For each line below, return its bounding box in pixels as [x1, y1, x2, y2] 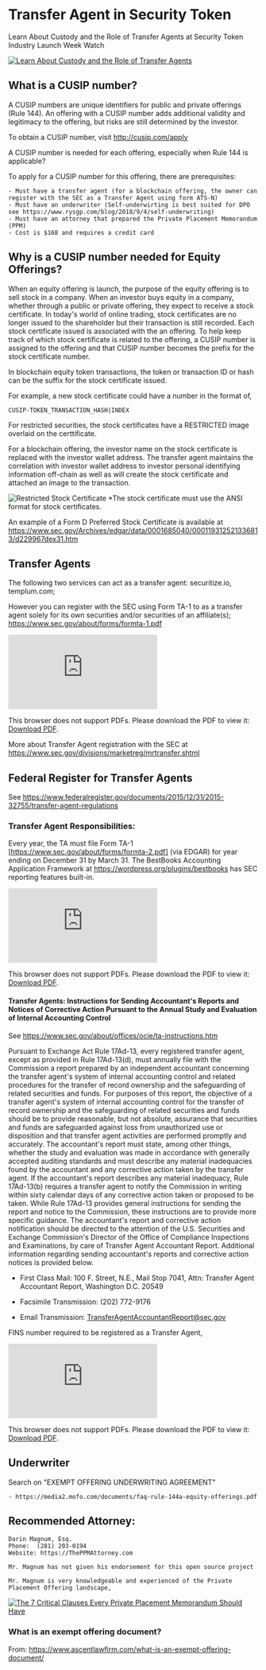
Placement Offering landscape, [8, 1584, 112, 1592]
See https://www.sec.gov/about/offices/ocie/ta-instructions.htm [8, 1030, 218, 1040]
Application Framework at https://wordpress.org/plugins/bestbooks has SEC [8, 864, 258, 874]
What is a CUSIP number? [8, 79, 137, 92]
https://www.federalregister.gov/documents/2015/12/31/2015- [22, 792, 225, 802]
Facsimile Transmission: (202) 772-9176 [19, 1297, 151, 1306]
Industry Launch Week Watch [8, 40, 105, 49]
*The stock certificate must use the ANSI [108, 493, 243, 503]
